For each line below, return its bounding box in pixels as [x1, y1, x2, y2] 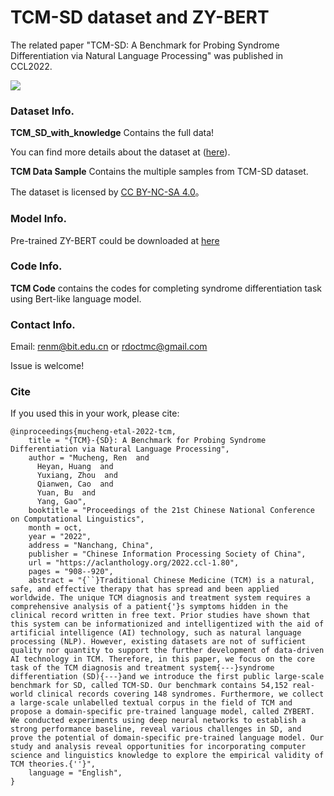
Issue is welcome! [10, 360, 85, 372]
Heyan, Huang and [36, 462, 114, 472]
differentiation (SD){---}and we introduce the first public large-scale [10, 672, 325, 682]
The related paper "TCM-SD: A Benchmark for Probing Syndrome [10, 39, 280, 51]
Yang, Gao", [36, 497, 87, 507]
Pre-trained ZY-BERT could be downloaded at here [10, 234, 220, 246]
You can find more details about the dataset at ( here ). [10, 146, 231, 158]
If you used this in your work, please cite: [10, 407, 180, 420]
